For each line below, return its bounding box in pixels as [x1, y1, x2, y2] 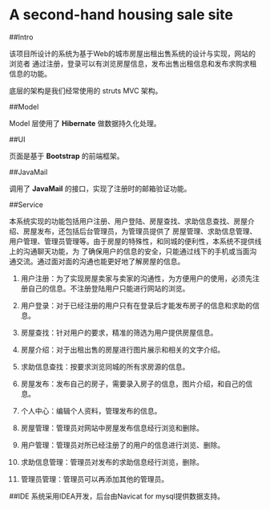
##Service [9, 199, 43, 210]
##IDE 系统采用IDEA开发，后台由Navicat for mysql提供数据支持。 [9, 491, 225, 501]
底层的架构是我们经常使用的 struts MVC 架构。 [9, 86, 163, 96]
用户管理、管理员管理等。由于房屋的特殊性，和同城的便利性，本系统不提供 [9, 236, 255, 246]
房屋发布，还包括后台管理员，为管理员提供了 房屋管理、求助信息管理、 [22, 226, 257, 236]
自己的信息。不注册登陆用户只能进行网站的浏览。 [27, 283, 190, 293]
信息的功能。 [9, 68, 51, 78]
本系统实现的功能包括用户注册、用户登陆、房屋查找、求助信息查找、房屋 [9, 216, 248, 226]
